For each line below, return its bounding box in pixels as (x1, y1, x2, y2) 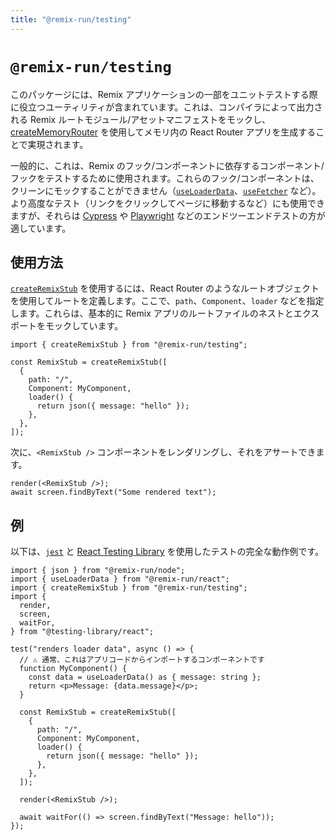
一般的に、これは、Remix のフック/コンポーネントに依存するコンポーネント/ (10, 159, 325, 171)
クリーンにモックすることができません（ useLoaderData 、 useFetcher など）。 (10, 184, 322, 196)
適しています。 (10, 222, 72, 234)
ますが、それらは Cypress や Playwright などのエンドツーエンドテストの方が (10, 209, 326, 221)
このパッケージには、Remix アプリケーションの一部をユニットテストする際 (10, 88, 318, 100)
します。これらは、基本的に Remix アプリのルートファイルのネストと (10, 307, 294, 320)
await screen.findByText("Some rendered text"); (10, 487, 217, 498)
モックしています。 (44, 320, 124, 332)
